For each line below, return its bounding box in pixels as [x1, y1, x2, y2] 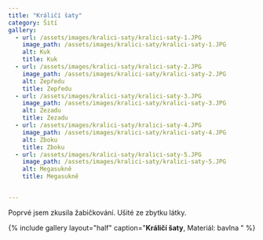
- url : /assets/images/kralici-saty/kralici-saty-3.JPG [15, 92, 202, 100]
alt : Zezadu [22, 107, 61, 115]
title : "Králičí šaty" [8, 11, 82, 20]
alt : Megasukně [22, 165, 72, 173]
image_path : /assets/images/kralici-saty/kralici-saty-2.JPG [22, 70, 226, 78]
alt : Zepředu [22, 77, 65, 85]
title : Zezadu [22, 114, 68, 122]
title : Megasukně [22, 172, 79, 181]
